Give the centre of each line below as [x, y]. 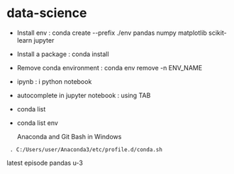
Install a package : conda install [63, 54]
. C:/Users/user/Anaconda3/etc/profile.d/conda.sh [86, 149]
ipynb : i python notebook [54, 81]
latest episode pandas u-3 [45, 163]
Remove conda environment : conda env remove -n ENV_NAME [110, 67]
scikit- [218, 33]
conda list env [37, 123]
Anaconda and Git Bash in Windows [69, 136]
